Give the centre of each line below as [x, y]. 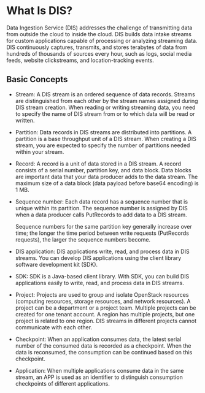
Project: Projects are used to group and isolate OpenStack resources [102, 294]
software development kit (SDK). [56, 264]
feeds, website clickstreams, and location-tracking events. [80, 60]
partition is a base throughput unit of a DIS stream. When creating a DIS [106, 139]
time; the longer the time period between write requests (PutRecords [102, 233]
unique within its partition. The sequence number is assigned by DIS [102, 208]
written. [25, 120]
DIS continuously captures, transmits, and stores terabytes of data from [97, 47]
